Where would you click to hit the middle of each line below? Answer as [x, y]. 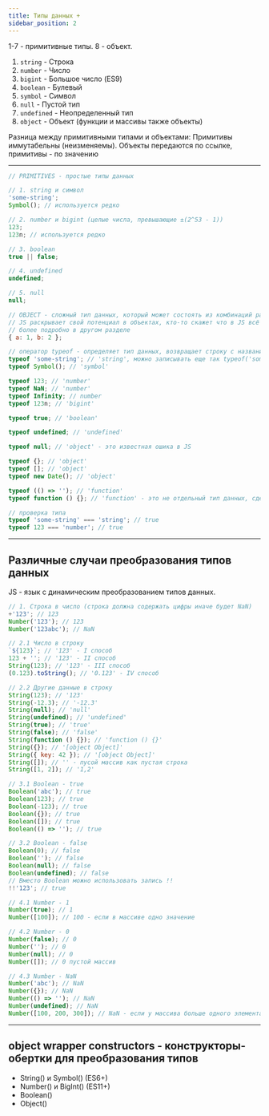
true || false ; [34, 257]
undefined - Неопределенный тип [76, 112]
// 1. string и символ [46, 190]
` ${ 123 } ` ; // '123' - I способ [60, 651]
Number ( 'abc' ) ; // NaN [46, 984]
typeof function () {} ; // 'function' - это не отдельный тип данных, [128, 498]
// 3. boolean [32, 249]
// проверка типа [37, 513]
